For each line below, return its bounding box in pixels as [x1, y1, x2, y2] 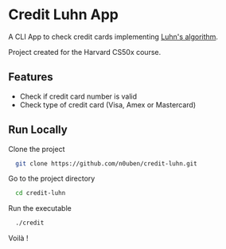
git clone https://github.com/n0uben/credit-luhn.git [15, 159, 197, 168]
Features [8, 70, 53, 84]
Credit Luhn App [8, 6, 119, 24]
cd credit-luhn [15, 189, 66, 197]
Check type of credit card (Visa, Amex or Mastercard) [19, 99, 197, 109]
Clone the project [8, 144, 65, 154]
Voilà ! [8, 233, 29, 243]
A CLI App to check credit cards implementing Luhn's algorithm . [8, 32, 219, 41]
